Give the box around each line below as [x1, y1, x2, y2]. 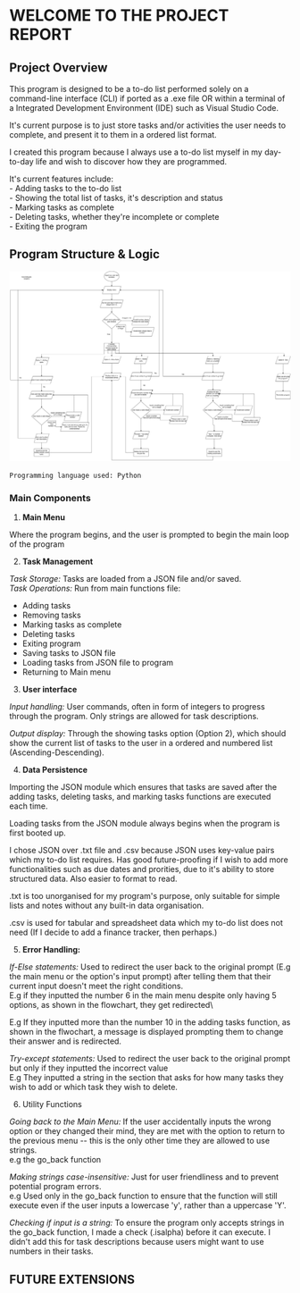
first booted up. [9, 827, 67, 838]
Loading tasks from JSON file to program [21, 658, 174, 668]
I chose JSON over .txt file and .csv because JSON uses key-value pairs [9, 845, 275, 856]
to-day [9, 156, 34, 166]
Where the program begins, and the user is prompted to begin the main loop [9, 529, 290, 541]
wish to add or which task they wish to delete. [9, 1082, 179, 1093]
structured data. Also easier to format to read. [9, 873, 178, 885]
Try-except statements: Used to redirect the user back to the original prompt [9, 1054, 291, 1064]
